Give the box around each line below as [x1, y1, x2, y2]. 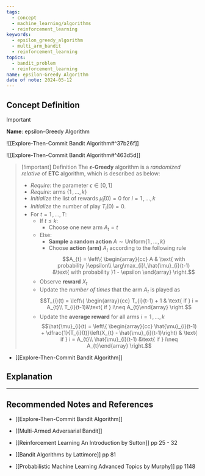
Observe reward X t [39, 278, 88, 287]
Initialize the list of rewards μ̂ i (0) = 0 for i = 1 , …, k [30, 194, 156, 203]
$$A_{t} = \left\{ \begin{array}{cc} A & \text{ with [62, 255, 185, 263]
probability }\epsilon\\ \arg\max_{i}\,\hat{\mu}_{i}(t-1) [57, 262, 190, 269]
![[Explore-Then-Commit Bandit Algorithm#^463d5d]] [6, 151, 141, 159]
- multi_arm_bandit [12, 43, 62, 49]
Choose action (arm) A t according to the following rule [48, 244, 187, 254]
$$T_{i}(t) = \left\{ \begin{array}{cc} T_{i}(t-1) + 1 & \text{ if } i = [40, 297, 199, 304]
